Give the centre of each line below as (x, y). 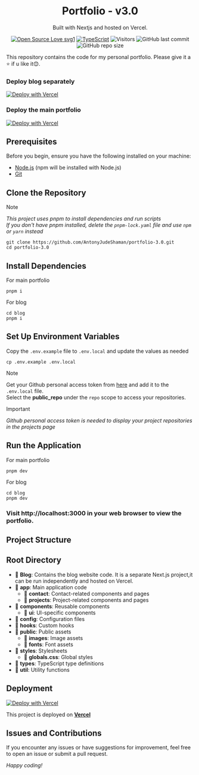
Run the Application (44, 446)
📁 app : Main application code (51, 587)
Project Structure (39, 539)
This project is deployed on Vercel (49, 714)
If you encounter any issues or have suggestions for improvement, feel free (99, 748)
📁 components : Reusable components (62, 606)
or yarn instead (25, 232)
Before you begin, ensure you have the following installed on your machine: (99, 156)
